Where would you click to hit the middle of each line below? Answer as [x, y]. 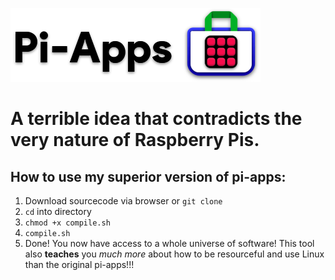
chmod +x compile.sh [67, 223]
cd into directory [58, 211]
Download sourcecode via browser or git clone [123, 201]
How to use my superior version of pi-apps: [148, 176]
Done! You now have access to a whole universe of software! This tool [169, 243]
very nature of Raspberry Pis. [135, 140]
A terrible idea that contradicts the [156, 119]
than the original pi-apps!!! [79, 264]
